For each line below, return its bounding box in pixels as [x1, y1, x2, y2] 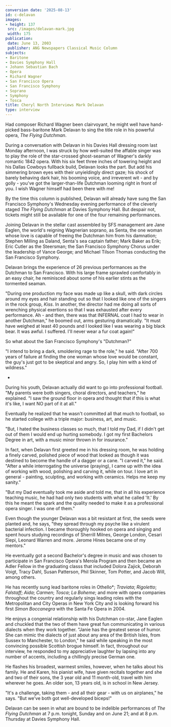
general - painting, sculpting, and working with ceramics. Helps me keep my [5, 474, 166, 480]
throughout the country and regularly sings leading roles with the [5, 595, 142, 601]
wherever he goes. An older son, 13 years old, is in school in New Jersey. [5, 680, 159, 686]
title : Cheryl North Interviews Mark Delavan [5, 103, 104, 108]
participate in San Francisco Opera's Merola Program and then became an [5, 558, 162, 564]
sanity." [5, 479, 21, 485]
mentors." [5, 542, 26, 549]
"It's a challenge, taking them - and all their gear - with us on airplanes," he [5, 690, 163, 696]
